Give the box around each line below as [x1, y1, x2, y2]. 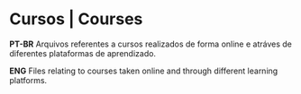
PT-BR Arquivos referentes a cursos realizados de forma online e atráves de [9, 38, 293, 49]
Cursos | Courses [9, 9, 143, 30]
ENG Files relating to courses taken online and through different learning [9, 65, 278, 76]
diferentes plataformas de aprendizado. [9, 47, 156, 58]
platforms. [9, 74, 48, 85]
